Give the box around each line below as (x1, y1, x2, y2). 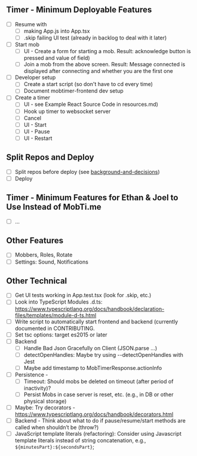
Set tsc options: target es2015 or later (14, 331, 107, 338)
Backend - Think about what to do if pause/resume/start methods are (14, 417, 186, 424)
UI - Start (23, 121, 47, 128)
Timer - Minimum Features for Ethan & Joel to (6, 192, 178, 203)
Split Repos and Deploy (6, 152, 94, 163)
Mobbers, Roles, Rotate (14, 251, 73, 259)
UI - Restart (23, 134, 53, 142)
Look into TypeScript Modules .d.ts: (14, 298, 103, 305)
